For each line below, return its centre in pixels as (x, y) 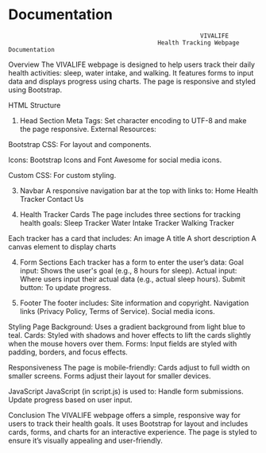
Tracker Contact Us (52, 199)
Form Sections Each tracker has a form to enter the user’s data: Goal (132, 262)
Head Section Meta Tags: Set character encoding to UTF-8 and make (133, 120)
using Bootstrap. (35, 90)
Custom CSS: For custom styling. (62, 175)
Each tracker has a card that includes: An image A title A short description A (132, 238)
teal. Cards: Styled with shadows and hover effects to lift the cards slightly (130, 335)
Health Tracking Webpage (199, 43)
